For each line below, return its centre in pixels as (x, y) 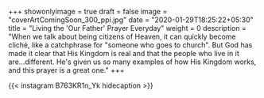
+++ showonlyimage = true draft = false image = (88, 11)
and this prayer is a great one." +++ (66, 70)
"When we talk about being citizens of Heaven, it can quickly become (122, 36)
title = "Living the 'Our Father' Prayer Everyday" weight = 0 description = (127, 28)
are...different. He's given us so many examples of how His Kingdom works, (132, 62)
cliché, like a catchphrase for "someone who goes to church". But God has (130, 45)
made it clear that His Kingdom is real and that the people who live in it (124, 53)
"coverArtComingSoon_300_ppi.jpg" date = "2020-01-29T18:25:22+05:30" (131, 20)
